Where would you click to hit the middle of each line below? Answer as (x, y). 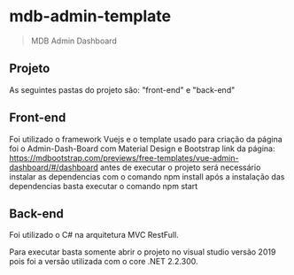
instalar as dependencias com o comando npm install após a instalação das (147, 176)
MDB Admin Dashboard (73, 41)
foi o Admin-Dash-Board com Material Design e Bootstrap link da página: (142, 149)
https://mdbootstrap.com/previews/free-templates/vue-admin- (124, 157)
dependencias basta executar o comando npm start (104, 186)
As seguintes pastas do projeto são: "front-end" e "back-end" (122, 89)
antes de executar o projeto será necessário (181, 167)
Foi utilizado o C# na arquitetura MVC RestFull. (94, 235)
